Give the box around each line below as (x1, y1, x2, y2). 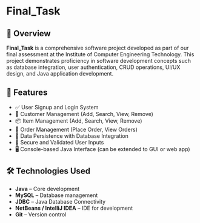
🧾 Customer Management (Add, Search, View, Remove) (15, 110, 153, 117)
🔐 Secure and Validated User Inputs (15, 138, 104, 146)
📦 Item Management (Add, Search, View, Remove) (15, 117, 142, 124)
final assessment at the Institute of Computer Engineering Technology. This (6, 51, 195, 58)
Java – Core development (15, 185, 80, 192)
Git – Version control (15, 210, 67, 218)
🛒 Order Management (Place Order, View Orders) (15, 126, 138, 133)
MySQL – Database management (15, 192, 98, 199)
